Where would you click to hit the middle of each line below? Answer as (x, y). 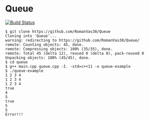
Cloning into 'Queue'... (31, 36)
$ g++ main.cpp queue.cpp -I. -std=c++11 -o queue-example (68, 66)
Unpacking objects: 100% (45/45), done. (48, 58)
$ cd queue (16, 62)
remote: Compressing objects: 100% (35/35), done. (59, 49)
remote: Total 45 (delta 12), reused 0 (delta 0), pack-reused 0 (74, 53)
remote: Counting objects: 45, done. (44, 45)
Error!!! (14, 114)
